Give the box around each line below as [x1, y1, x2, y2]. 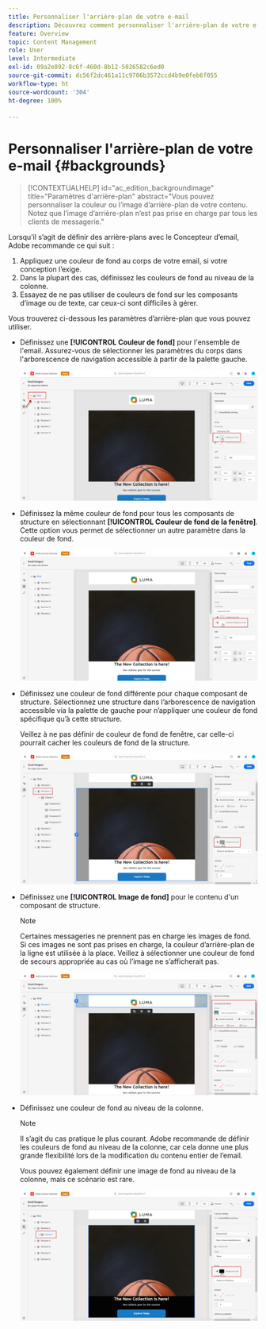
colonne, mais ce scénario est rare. [19, 1174, 135, 1184]
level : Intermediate [8, 55, 77, 63]
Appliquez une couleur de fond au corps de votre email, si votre [19, 256, 228, 266]
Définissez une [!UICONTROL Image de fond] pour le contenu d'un [19, 892, 239, 901]
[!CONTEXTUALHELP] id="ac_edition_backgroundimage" [27, 183, 215, 193]
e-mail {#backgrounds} [8, 157, 166, 175]
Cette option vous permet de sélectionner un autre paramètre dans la [19, 526, 246, 535]
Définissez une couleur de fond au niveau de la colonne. [19, 1103, 204, 1112]
